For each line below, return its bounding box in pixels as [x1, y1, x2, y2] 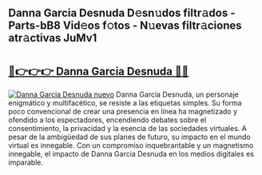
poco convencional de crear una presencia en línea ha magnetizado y [8, 107, 238, 116]
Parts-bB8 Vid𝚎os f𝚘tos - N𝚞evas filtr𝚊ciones [8, 19, 242, 33]
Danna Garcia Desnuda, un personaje [115, 89, 240, 99]
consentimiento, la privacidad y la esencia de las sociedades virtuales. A [8, 124, 248, 133]
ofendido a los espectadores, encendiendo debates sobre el [8, 115, 207, 125]
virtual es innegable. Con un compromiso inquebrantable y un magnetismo [8, 141, 254, 150]
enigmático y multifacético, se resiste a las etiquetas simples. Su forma [8, 98, 242, 107]
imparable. [8, 157, 44, 167]
